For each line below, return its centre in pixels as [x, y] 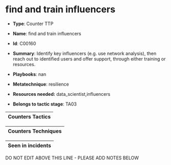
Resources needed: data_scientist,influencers [61, 94]
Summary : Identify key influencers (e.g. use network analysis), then [84, 53]
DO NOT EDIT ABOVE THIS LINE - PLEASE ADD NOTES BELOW [72, 158]
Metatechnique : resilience [41, 84]
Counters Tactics [29, 116]
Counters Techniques [35, 131]
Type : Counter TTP [33, 24]
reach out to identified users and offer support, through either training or [89, 59]
